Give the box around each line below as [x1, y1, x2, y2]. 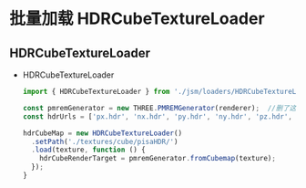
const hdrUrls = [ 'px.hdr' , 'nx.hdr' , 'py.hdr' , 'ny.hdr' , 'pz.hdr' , [22, 111, 293, 121]
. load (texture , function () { [31, 145, 146, 155]
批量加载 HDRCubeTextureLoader [9, 8, 266, 29]
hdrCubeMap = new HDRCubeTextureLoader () [22, 129, 183, 138]
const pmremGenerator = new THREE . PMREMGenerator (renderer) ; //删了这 [22, 103, 297, 112]
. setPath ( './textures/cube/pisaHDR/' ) [31, 137, 178, 146]
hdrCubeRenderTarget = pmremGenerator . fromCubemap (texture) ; [39, 154, 276, 163]
